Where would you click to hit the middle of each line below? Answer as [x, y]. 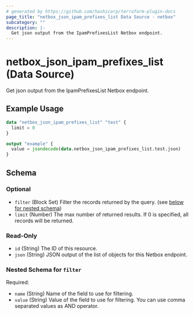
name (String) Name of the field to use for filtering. [74, 294]
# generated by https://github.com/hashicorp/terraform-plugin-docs [91, 11]
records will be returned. [44, 220]
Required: [18, 282]
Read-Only [22, 236]
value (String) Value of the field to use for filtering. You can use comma [100, 300]
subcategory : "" [26, 22]
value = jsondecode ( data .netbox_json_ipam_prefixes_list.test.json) [96, 149]
